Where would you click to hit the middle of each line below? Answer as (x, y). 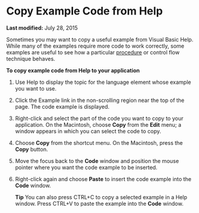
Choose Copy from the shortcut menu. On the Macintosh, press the (99, 142)
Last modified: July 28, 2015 (42, 28)
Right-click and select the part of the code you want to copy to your (99, 118)
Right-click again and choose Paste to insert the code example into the (103, 179)
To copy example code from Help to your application (73, 70)
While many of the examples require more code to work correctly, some (95, 46)
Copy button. (31, 149)
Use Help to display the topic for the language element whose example (103, 82)
